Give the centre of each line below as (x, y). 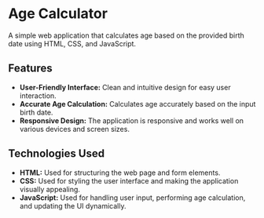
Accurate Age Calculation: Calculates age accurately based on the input (137, 104)
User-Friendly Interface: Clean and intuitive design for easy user (125, 87)
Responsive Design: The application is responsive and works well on (132, 120)
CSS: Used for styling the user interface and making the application (129, 180)
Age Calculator (58, 14)
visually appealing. (50, 189)
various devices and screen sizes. (74, 129)
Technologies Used (56, 154)
